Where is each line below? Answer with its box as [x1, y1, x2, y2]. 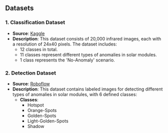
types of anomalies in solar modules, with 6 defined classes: [12, 91, 137, 97]
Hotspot [27, 102, 44, 108]
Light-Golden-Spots [27, 117, 68, 124]
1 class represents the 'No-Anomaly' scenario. [19, 57, 115, 63]
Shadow [27, 123, 44, 129]
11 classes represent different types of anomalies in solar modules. [19, 51, 157, 57]
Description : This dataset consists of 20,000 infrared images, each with [12, 35, 161, 41]
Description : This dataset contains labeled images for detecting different [12, 86, 163, 92]
